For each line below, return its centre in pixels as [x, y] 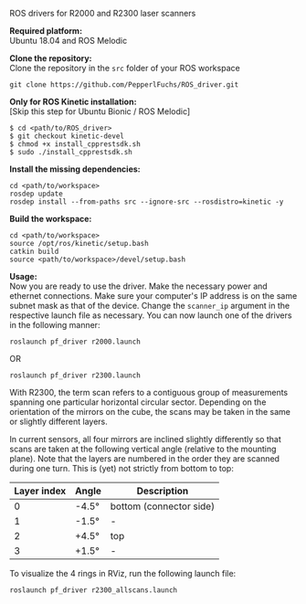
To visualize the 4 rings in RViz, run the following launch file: [123, 573]
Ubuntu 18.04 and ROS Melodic [69, 41]
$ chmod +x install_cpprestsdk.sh [75, 144]
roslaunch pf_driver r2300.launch [75, 376]
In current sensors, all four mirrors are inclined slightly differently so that [145, 439]
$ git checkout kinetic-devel [67, 136]
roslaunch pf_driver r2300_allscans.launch [94, 590]
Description [163, 491]
